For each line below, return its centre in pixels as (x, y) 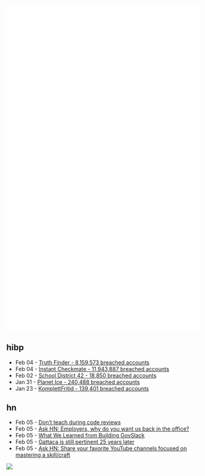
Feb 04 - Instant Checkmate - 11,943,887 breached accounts (92, 369)
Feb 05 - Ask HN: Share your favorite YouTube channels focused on (101, 448)
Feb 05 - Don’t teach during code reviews (68, 423)
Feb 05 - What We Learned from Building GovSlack (80, 436)
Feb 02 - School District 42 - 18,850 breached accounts (86, 375)
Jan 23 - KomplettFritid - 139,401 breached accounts (82, 388)
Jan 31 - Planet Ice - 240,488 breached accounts (77, 382)
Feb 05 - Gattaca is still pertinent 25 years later (75, 442)
